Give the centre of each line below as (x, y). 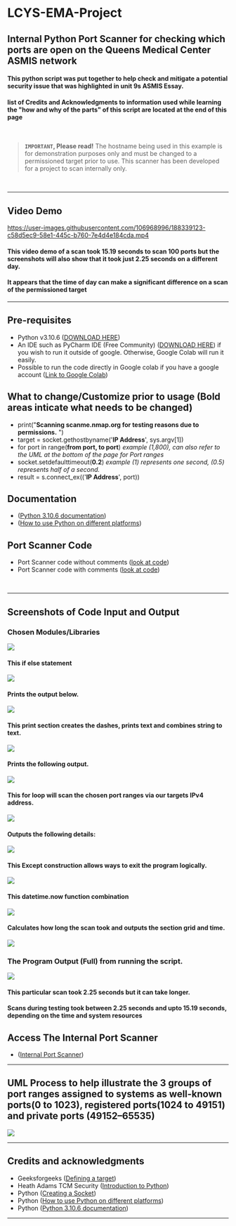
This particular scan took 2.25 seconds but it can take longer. (99, 992)
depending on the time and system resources (75, 1015)
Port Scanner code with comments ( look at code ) (88, 569)
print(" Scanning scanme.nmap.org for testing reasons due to (108, 424)
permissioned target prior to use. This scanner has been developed (122, 161)
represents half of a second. (59, 469)
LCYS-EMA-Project (65, 13)
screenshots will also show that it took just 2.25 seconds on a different (112, 258)
